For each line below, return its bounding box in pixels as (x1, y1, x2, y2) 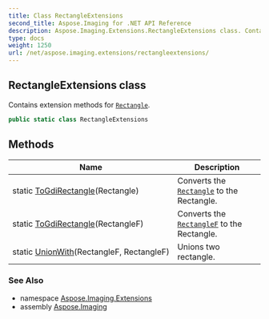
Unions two (177, 241, 220, 252)
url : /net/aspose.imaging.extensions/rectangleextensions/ (8, 49, 210, 57)
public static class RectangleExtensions (8, 115, 149, 123)
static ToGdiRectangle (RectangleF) (12, 218, 144, 229)
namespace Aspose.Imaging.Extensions (19, 293, 152, 303)
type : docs (8, 34, 45, 42)
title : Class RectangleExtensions (8, 11, 124, 20)
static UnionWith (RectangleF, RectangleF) (12, 246, 170, 257)
